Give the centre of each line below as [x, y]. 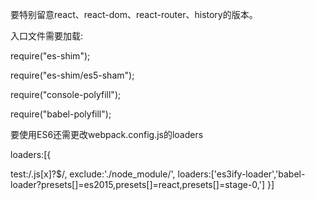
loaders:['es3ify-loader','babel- [241, 174]
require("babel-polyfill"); [61, 114]
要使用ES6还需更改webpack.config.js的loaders [107, 134]
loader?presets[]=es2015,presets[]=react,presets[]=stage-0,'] [137, 184]
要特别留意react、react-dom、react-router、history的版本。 [134, 14]
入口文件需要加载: [47, 36]
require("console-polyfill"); [66, 94]
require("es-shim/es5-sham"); [72, 75]
